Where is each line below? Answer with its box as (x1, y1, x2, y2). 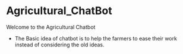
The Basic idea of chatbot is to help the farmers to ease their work (14, 35, 177, 42)
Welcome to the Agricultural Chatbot (6, 23, 96, 31)
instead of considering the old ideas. (14, 41, 105, 48)
